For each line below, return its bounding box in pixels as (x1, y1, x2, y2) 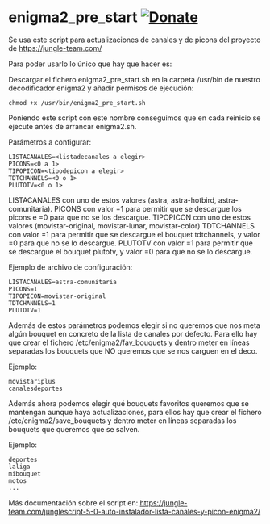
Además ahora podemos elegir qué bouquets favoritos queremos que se (8, 398, 250, 408)
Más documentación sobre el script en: (8, 497, 139, 508)
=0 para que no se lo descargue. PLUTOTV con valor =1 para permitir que (8, 238, 254, 248)
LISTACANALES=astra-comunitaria (8, 278, 117, 286)
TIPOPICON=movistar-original (8, 291, 106, 300)
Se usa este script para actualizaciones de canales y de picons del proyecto (8, 35, 261, 44)
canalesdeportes (8, 384, 63, 392)
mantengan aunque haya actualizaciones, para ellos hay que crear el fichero (8, 407, 262, 417)
